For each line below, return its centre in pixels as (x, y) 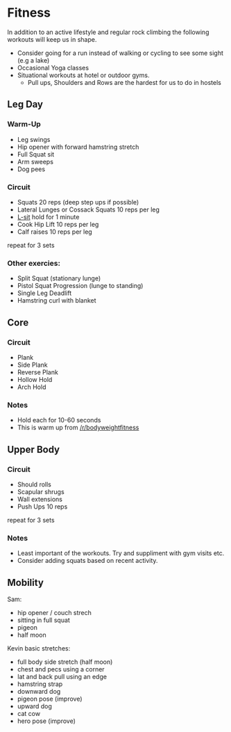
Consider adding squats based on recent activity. (87, 561)
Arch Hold (32, 387)
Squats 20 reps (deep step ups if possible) (78, 202)
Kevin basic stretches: (39, 648)
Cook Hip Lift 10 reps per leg (58, 224)
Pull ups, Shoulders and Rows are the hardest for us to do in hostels (125, 82)
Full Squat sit (36, 154)
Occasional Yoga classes (53, 67)
